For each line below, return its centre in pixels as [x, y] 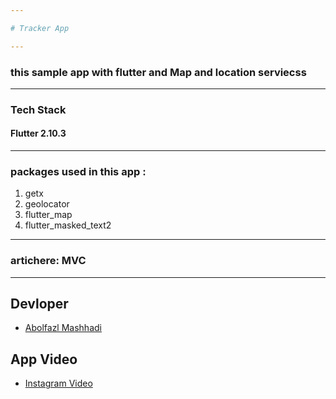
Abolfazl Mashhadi [63, 328]
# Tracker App [40, 28]
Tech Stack [38, 109]
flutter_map [48, 215]
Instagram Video [58, 383]
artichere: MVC [48, 261]
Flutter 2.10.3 [38, 133]
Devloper [39, 304]
